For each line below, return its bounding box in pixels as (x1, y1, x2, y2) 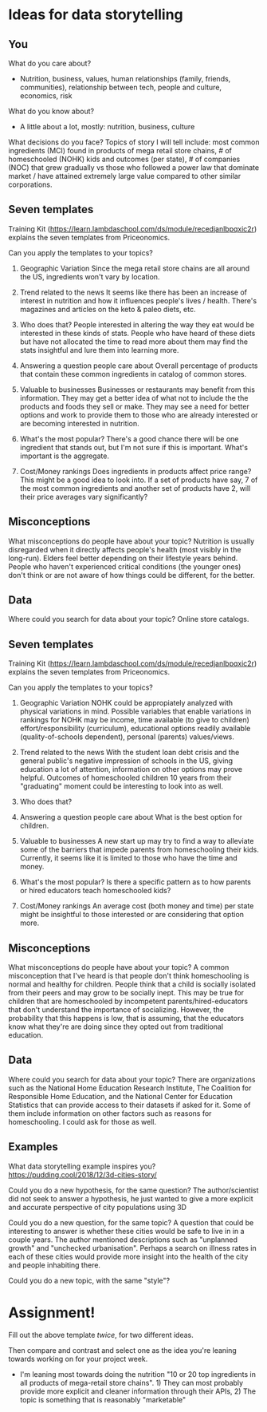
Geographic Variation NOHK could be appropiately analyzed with (19, 698, 234, 708)
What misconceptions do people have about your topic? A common (8, 963, 230, 972)
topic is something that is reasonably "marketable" (19, 1394, 187, 1404)
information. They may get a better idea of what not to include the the (19, 393, 249, 402)
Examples (8, 1140, 58, 1154)
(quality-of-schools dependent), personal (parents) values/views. (19, 732, 235, 742)
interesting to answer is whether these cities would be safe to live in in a (8, 1226, 245, 1236)
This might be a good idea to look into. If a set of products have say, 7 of (19, 475, 258, 485)
